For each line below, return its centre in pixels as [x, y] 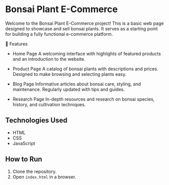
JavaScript [24, 143]
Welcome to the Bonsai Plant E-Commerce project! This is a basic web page [85, 23]
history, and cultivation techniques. [49, 104]
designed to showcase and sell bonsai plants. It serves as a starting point [81, 28]
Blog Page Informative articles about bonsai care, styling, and [77, 84]
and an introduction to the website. [49, 59]
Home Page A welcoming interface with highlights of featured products [87, 54]
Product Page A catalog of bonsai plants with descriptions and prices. [85, 69]
